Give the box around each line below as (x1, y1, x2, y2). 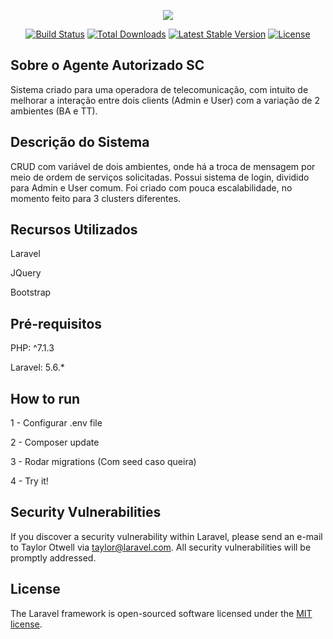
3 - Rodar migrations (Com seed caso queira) (10, 456, 197, 468)
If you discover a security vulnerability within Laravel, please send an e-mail (10, 530, 323, 542)
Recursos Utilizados (10, 221, 138, 239)
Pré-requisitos (10, 315, 103, 332)
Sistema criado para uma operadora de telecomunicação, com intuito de (10, 83, 309, 95)
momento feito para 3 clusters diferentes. (10, 192, 182, 204)
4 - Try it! (10, 475, 49, 487)
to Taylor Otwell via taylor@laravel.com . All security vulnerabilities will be (10, 541, 312, 553)
